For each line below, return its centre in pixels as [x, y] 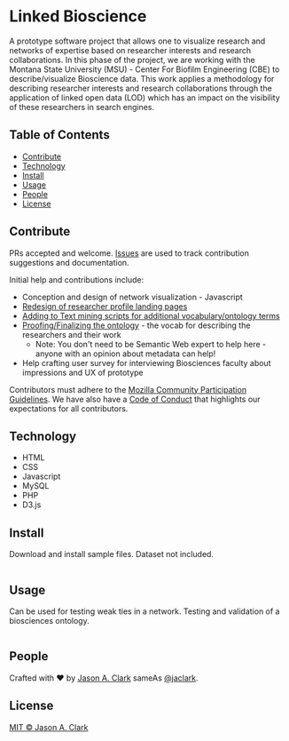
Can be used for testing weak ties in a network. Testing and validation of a [144, 611]
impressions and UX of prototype [82, 372]
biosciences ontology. [50, 621]
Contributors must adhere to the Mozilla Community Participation [128, 389]
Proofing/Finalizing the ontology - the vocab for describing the [136, 325]
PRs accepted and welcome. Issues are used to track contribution [129, 253]
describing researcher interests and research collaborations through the [141, 88]
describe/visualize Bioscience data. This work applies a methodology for [142, 78]
